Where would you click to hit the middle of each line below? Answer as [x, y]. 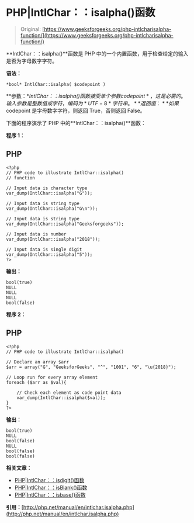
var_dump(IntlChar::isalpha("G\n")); [52, 209]
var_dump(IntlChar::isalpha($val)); [61, 398]
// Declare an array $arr [37, 362]
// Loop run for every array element [52, 377]
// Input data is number [36, 234]
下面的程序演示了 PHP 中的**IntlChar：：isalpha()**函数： [76, 123]
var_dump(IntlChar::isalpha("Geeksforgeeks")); [65, 224]
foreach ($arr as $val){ [36, 382]
